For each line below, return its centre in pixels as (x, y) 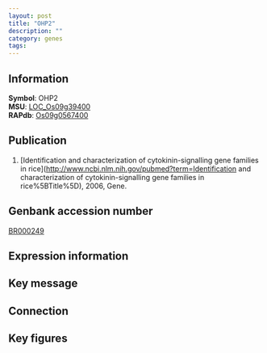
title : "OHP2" (32, 23)
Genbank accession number (81, 211)
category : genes (35, 38)
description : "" (35, 31)
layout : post (30, 16)
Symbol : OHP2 (33, 98)
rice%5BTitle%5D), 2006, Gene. (73, 186)
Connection (38, 311)
